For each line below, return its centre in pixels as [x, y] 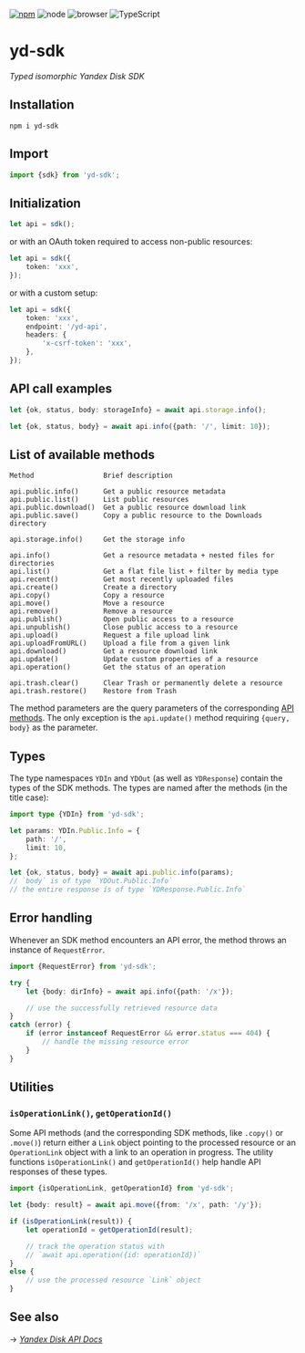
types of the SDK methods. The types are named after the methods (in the [149, 788]
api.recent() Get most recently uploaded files [122, 579]
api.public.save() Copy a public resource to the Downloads [136, 515]
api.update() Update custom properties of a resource [134, 660]
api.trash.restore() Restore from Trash [93, 692]
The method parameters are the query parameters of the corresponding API [152, 708]
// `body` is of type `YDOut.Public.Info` [91, 881]
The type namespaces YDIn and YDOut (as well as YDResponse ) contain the [146, 778]
